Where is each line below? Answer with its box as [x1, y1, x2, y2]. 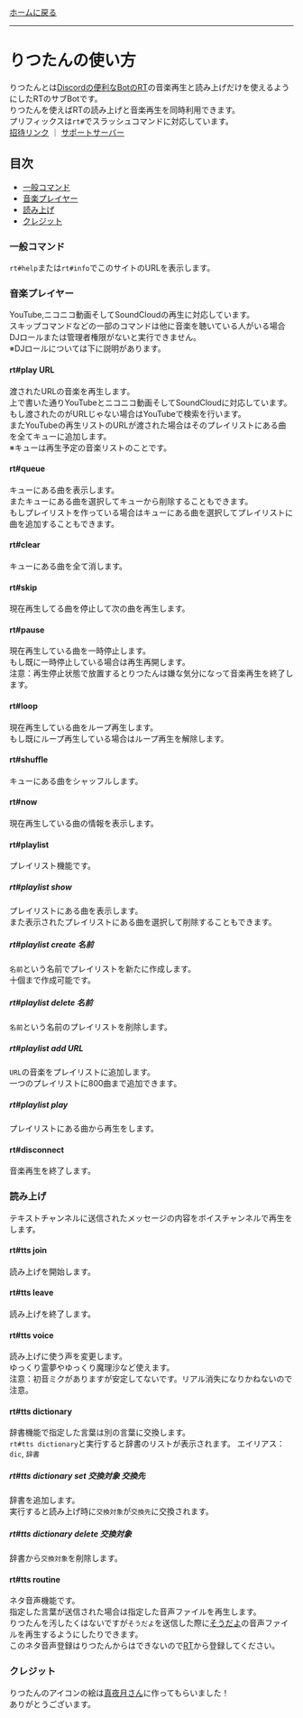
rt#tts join [9, 1245, 48, 1256]
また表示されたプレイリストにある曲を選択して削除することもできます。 [9, 917, 277, 928]
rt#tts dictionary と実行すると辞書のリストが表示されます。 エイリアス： [9, 1438, 286, 1449]
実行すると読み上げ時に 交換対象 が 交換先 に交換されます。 [9, 1506, 214, 1517]
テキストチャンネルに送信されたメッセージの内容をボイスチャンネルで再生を [9, 1212, 293, 1224]
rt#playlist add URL [9, 1042, 84, 1053]
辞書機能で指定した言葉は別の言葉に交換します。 [9, 1427, 191, 1438]
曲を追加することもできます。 [9, 518, 120, 529]
